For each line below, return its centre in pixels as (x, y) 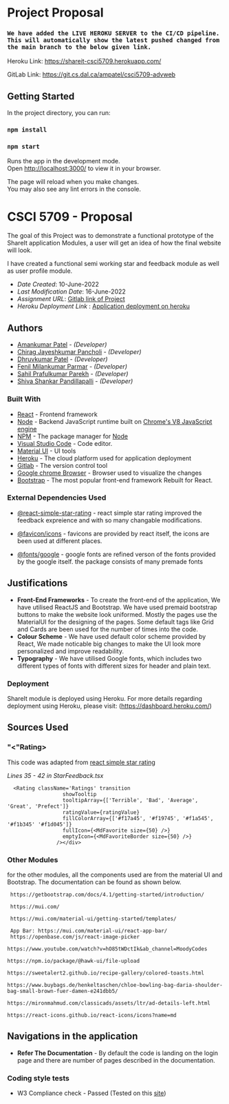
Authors (25, 328)
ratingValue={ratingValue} (101, 812)
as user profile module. (40, 271)
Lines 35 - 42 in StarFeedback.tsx (55, 775)
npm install (27, 130)
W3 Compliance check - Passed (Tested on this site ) (91, 1093)
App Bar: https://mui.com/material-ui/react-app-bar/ (89, 931)
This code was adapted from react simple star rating (81, 762)
